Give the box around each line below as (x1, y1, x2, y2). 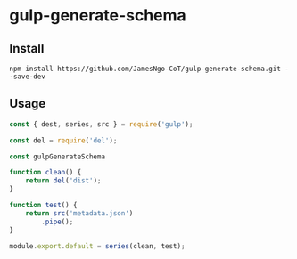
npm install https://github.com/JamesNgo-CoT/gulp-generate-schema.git (9, 64, 281, 73)
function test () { (9, 201, 78, 210)
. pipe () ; (41, 217, 74, 226)
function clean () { (9, 168, 82, 177)
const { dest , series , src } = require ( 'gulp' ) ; (9, 119, 194, 129)
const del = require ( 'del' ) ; (9, 135, 118, 145)
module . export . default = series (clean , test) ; (9, 241, 186, 250)
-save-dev (9, 72, 46, 81)
